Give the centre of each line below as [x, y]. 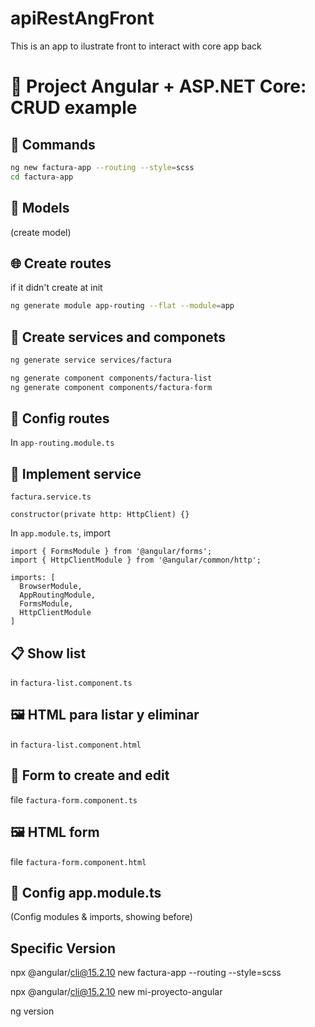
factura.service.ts [51, 497]
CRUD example [74, 108]
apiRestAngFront [82, 18]
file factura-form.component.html [78, 861]
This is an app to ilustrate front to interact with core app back [136, 46]
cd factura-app [42, 177]
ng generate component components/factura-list [111, 378]
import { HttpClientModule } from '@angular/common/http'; [136, 560]
